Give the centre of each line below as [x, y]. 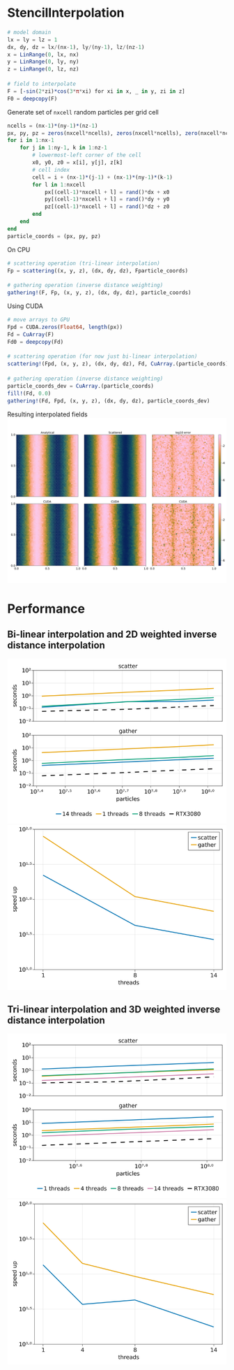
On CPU [19, 249]
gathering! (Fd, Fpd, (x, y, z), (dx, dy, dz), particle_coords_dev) [109, 401]
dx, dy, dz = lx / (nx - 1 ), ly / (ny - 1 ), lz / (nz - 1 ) [76, 47]
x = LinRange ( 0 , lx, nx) [43, 54]
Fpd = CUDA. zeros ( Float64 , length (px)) [65, 327]
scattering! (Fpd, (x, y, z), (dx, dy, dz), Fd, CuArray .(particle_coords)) [119, 364]
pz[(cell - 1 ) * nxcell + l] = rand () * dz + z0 [107, 207]
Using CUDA [25, 306]
